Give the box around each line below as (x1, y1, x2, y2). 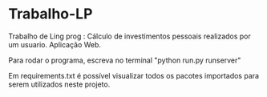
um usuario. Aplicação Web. (8, 39, 102, 49)
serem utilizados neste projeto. (8, 79, 111, 89)
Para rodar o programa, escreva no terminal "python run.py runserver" (8, 55, 241, 65)
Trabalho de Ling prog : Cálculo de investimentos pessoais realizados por (8, 31, 251, 41)
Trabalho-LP (8, 5, 93, 23)
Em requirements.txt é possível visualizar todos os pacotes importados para (8, 71, 259, 80)
